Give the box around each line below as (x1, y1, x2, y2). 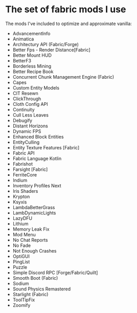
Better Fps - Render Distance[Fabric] (12, 47, 90, 53)
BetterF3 (12, 57, 32, 63)
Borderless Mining (12, 63, 52, 69)
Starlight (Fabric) (12, 291, 49, 297)
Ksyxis (12, 198, 27, 205)
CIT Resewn (12, 90, 38, 96)
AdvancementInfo (12, 30, 51, 36)
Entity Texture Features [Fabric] (12, 144, 80, 150)
